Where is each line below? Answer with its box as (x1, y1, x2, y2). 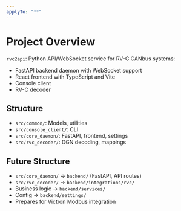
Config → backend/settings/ (15, 192, 87, 199)
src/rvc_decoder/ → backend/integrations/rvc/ (15, 179, 135, 186)
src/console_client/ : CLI (15, 126, 79, 133)
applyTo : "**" (6, 8, 42, 15)
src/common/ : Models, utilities (15, 119, 88, 127)
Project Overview (6, 34, 96, 48)
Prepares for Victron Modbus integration (15, 198, 116, 206)
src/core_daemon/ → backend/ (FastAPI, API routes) (15, 172, 142, 180)
